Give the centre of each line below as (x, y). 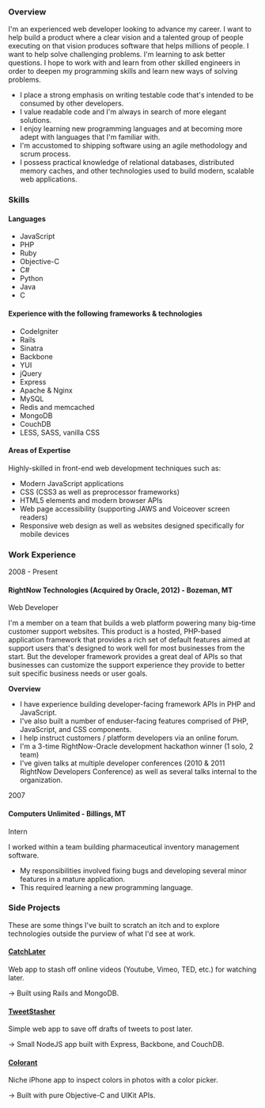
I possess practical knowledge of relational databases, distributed (127, 163)
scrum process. (45, 154)
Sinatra (31, 348)
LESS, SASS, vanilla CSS (60, 432)
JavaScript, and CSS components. (76, 730)
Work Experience (42, 554)
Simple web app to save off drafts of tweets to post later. (100, 1029)
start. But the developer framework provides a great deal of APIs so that (125, 657)
